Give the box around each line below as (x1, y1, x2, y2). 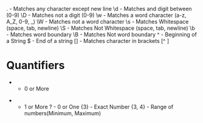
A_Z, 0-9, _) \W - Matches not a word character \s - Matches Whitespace (6, 18, 189, 25)
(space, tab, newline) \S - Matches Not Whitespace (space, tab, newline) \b (6, 24, 196, 32)
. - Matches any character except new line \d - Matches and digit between (6, 5, 193, 12)
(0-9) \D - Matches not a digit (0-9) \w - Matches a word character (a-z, (6, 12, 187, 19)
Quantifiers (6, 59, 65, 72)
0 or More (24, 85, 50, 92)
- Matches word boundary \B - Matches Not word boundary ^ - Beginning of (6, 31, 198, 38)
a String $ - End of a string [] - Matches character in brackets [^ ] (6, 38, 169, 44)
